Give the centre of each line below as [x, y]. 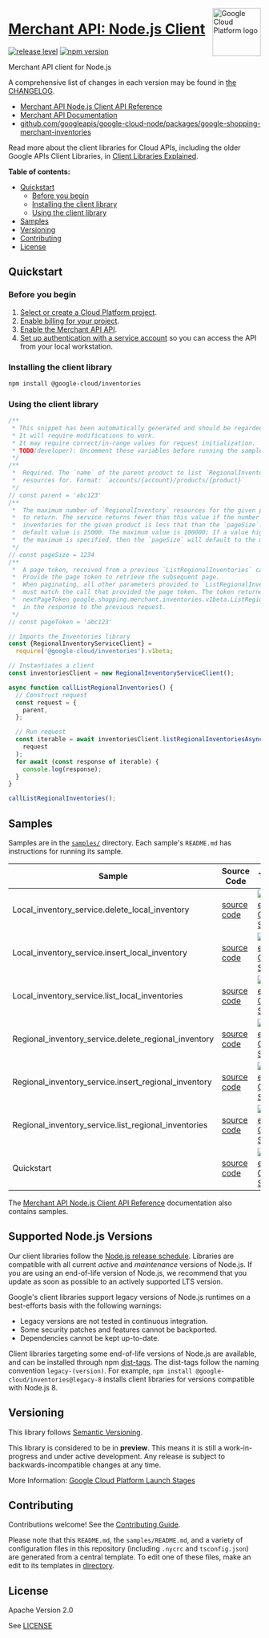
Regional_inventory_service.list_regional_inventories [110, 1125]
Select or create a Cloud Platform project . [88, 312]
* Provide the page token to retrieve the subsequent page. [116, 577]
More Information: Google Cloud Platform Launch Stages [102, 1480]
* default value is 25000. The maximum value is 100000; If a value [130, 533]
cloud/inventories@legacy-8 [55, 1380]
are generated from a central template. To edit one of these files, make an [130, 1557]
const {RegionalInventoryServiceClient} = [80, 644]
